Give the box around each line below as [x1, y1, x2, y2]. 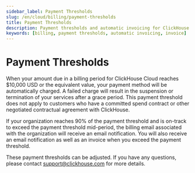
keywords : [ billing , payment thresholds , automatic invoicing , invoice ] [6, 30, 187, 36]
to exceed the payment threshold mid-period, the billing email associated [6, 124, 182, 131]
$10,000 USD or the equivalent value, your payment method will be [6, 82, 168, 89]
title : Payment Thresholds [6, 19, 72, 25]
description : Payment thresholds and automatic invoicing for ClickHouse [6, 25, 190, 31]
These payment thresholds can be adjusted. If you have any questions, [6, 154, 177, 161]
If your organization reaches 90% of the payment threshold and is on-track [6, 118, 187, 125]
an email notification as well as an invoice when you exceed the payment [6, 136, 182, 144]
